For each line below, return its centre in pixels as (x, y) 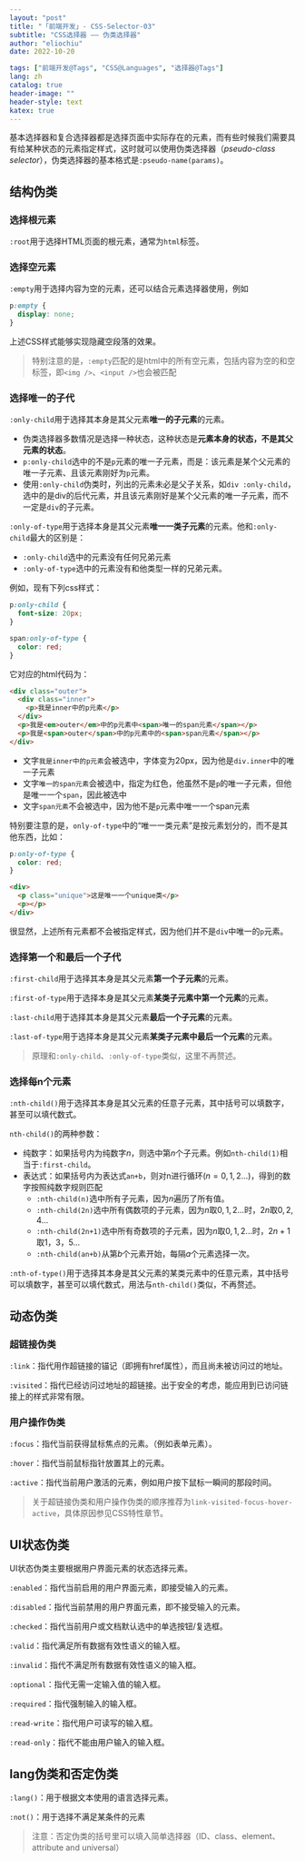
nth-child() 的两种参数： (56, 1134)
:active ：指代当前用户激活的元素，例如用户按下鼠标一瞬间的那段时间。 (143, 1482)
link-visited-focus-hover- (241, 1502)
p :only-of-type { (42, 854)
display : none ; (46, 315)
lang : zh (26, 77)
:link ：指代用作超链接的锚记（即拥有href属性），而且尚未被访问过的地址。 (148, 1366)
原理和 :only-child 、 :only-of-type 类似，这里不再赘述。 (136, 1056)
